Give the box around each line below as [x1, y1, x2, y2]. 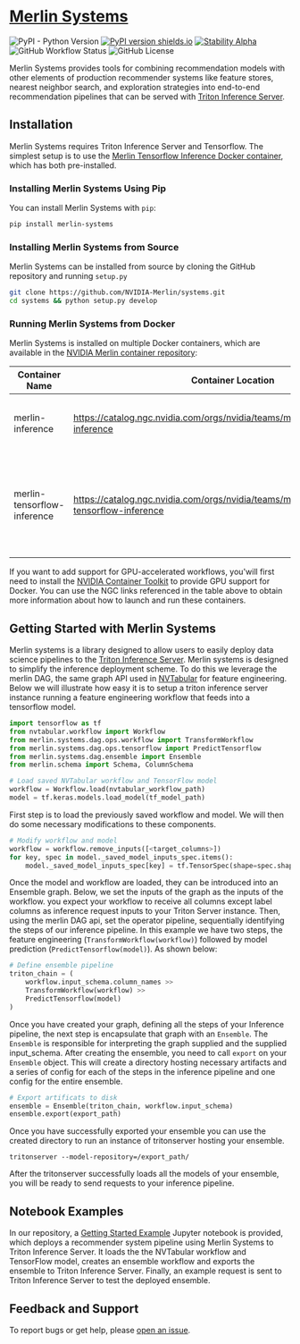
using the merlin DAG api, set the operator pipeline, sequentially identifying [9, 915, 285, 926]
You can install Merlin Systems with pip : [9, 203, 156, 214]
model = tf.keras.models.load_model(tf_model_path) [9, 793, 205, 802]
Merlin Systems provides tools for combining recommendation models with [9, 63, 286, 73]
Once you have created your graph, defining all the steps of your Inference [9, 1019, 285, 1029]
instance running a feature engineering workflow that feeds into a [9, 692, 250, 703]
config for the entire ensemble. [9, 1076, 123, 1086]
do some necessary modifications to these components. [9, 818, 217, 829]
